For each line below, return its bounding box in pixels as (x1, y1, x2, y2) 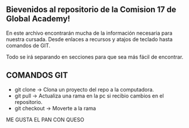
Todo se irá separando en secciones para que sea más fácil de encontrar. (6, 53, 184, 60)
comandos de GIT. (6, 42, 51, 49)
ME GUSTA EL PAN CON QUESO (6, 116, 85, 123)
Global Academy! (6, 14, 70, 24)
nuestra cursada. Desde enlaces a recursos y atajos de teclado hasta (6, 35, 173, 43)
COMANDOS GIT (6, 70, 68, 80)
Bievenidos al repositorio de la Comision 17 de (6, 5, 177, 15)
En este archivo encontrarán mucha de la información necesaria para (6, 29, 173, 36)
